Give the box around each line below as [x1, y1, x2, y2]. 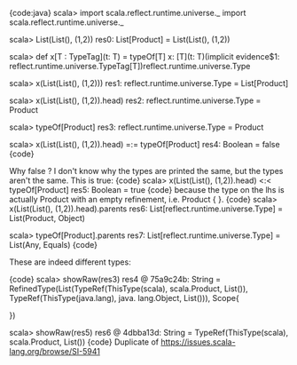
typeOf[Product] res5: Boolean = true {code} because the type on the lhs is [9, 185, 285, 194]
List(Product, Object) [9, 213, 86, 223]
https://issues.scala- [160, 337, 237, 347]
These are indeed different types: [9, 257, 131, 267]
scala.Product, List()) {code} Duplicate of [9, 337, 160, 347]
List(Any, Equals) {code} [9, 240, 98, 250]
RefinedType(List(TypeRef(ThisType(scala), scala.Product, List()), [9, 283, 248, 294]
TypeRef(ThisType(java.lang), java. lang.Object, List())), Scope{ [9, 293, 239, 303]
